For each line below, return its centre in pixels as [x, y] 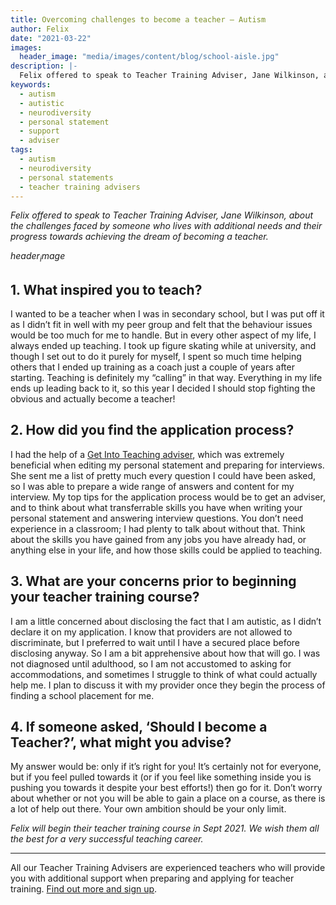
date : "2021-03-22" [51, 38]
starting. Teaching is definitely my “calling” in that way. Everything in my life [166, 377]
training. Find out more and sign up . [84, 889]
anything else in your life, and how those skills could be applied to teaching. [166, 550]
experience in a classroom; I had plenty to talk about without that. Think [158, 528]
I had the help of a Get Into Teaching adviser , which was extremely [147, 454]
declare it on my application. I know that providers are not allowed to [151, 632]
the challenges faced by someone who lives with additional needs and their [166, 226]
